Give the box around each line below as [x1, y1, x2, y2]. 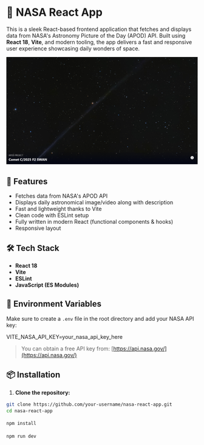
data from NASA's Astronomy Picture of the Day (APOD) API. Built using [6, 32, 186, 39]
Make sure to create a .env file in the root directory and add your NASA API [6, 315, 194, 322]
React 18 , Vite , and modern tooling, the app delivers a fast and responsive [6, 38, 192, 45]
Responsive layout [15, 224, 61, 232]
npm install [6, 421, 36, 427]
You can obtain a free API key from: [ [21, 345, 114, 352]
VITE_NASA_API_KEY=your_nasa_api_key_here [6, 333, 123, 340]
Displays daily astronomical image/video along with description [15, 199, 174, 206]
